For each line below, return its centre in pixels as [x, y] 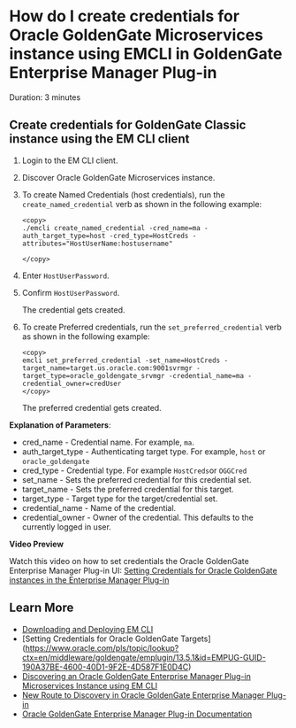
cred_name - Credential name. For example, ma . [108, 442]
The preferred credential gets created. [91, 407]
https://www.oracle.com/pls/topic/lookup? [102, 647]
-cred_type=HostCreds [149, 236]
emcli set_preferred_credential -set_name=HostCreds [121, 360]
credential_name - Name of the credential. [99, 507]
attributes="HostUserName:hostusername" [97, 244]
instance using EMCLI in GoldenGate [146, 54]
